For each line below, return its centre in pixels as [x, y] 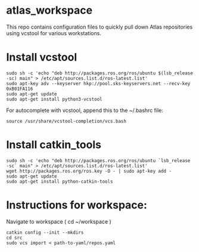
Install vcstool [42, 57]
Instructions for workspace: [77, 205]
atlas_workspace [49, 10]
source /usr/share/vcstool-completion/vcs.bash [66, 121]
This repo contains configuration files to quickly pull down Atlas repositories [99, 27]
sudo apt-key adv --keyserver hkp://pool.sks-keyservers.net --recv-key [98, 83]
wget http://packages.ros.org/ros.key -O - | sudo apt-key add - [89, 171]
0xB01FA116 [20, 89]
